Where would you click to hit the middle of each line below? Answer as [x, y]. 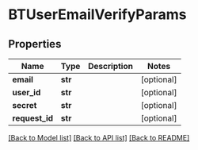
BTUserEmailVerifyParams [97, 15]
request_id [33, 118]
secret [25, 105]
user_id [27, 92]
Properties [35, 44]
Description [110, 66]
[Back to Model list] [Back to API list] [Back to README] [99, 138]
